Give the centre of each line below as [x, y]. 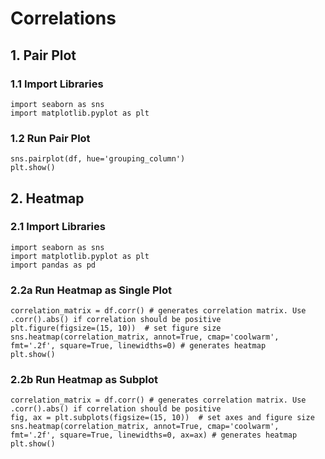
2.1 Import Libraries [58, 227]
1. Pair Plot [43, 55]
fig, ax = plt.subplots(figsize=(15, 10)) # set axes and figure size [162, 418]
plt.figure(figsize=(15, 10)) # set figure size [116, 328]
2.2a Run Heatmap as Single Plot [91, 290]
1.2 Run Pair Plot [50, 138]
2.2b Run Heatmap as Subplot [84, 380]
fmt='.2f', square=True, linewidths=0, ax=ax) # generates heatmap [154, 435]
